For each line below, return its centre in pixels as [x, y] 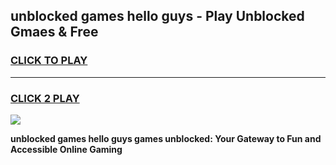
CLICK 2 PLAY [45, 98]
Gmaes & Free [54, 32]
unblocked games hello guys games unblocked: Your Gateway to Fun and [166, 138]
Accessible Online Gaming [66, 149]
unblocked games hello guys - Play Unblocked [157, 16]
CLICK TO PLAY [49, 61]
